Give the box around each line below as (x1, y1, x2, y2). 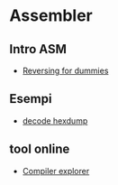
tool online (9, 142, 70, 157)
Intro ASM (9, 42, 68, 57)
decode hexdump (22, 115, 88, 126)
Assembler (9, 5, 93, 26)
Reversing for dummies (22, 65, 109, 76)
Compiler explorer (22, 165, 90, 176)
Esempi (9, 91, 52, 106)
